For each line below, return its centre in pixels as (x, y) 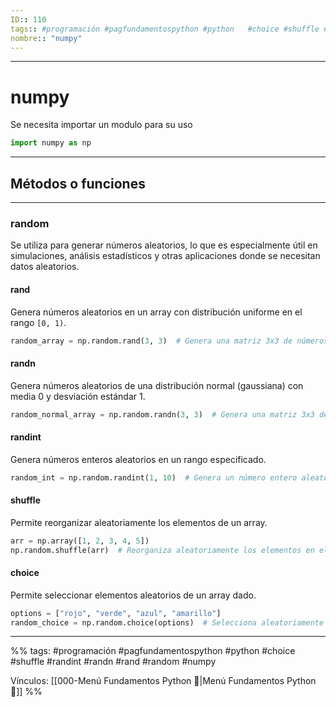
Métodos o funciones (78, 183)
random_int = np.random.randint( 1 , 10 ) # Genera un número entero (154, 477)
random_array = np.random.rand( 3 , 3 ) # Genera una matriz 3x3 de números (169, 341)
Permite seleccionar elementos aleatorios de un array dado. (133, 595)
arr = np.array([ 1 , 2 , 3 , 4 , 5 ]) (80, 541)
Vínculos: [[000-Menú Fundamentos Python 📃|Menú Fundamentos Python (163, 681)
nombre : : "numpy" (46, 38)
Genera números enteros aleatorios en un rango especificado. (138, 459)
